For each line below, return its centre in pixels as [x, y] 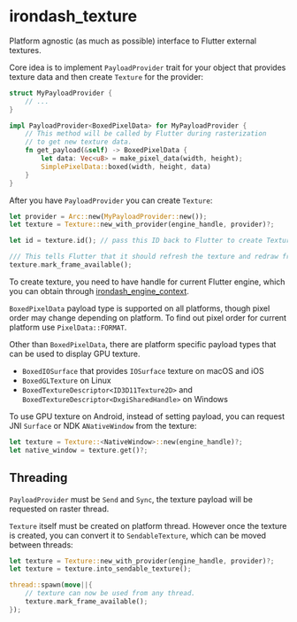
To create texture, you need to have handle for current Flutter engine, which [147, 282]
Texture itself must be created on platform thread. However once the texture [148, 525]
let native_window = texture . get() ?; [79, 450]
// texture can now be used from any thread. [110, 594]
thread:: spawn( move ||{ [51, 585]
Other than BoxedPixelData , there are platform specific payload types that [143, 344]
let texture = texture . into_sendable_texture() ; [100, 569]
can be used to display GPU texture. [75, 354]
